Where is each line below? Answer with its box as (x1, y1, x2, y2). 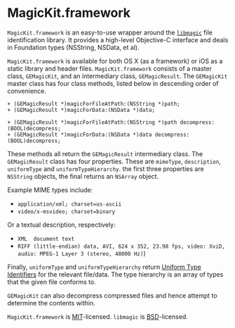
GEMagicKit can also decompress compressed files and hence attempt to (7, 291, 217, 300)
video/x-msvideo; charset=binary (17, 208, 116, 215)
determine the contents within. (7, 298, 96, 307)
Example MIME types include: (7, 185, 93, 194)
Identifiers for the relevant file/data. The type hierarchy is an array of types (7, 270, 224, 279)
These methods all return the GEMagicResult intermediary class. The (7, 149, 203, 158)
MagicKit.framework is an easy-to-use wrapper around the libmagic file (7, 28, 213, 37)
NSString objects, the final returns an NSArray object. (7, 172, 159, 180)
